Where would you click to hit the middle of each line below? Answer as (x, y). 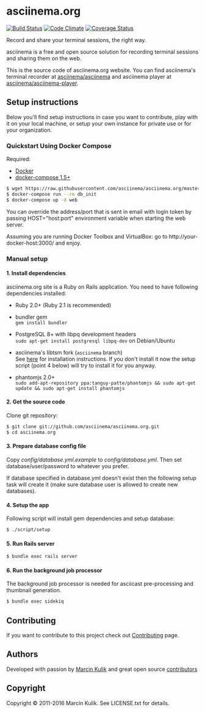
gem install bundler (41, 323)
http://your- (183, 236)
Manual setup (27, 259)
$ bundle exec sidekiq (35, 602)
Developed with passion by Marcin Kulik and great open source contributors (102, 669)
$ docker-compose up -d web (42, 200)
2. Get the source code (36, 402)
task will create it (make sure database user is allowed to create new (92, 484)
